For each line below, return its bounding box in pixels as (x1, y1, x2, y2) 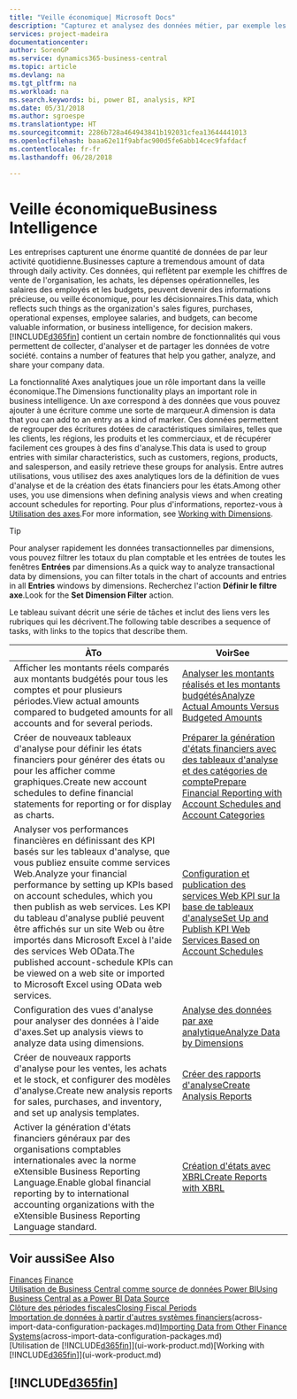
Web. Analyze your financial (13, 868, 127, 880)
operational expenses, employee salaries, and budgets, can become (9, 313, 258, 323)
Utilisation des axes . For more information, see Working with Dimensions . (9, 508, 274, 519)
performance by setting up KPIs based (13, 878, 174, 891)
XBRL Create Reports (181, 1171, 268, 1183)
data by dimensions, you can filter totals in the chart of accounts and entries (9, 571, 287, 582)
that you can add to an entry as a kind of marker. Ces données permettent (9, 414, 279, 425)
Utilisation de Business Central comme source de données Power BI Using (9, 1284, 278, 1295)
